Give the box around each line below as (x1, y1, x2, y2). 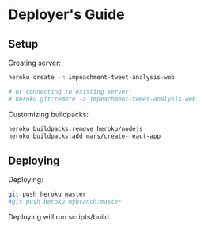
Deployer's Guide (8, 6, 125, 24)
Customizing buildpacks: (8, 109, 89, 119)
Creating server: (8, 58, 62, 67)
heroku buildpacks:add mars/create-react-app (8, 132, 161, 140)
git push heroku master (8, 190, 87, 199)
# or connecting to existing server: (8, 87, 133, 96)
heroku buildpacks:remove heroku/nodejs (8, 124, 144, 132)
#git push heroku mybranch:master (8, 198, 123, 206)
